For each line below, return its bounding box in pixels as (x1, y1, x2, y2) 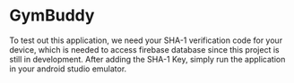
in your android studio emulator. (9, 63, 127, 74)
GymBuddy (9, 5, 95, 26)
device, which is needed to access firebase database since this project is (9, 44, 280, 54)
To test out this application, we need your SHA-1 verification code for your (9, 35, 283, 46)
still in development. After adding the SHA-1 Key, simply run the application (9, 54, 286, 64)
